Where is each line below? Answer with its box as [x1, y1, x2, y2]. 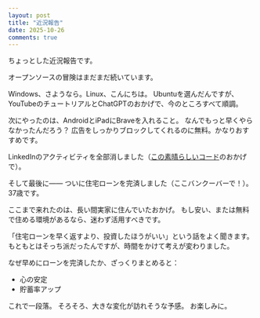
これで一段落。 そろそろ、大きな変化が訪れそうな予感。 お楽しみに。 [8, 302, 232, 311]
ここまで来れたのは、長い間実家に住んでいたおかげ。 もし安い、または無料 [8, 205, 250, 214]
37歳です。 [8, 188, 44, 198]
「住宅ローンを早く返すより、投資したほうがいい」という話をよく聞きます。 [8, 232, 255, 241]
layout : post [8, 11, 51, 20]
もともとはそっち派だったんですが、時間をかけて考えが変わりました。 [8, 241, 234, 251]
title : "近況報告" [8, 19, 64, 27]
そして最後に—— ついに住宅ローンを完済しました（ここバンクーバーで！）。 [8, 178, 253, 188]
